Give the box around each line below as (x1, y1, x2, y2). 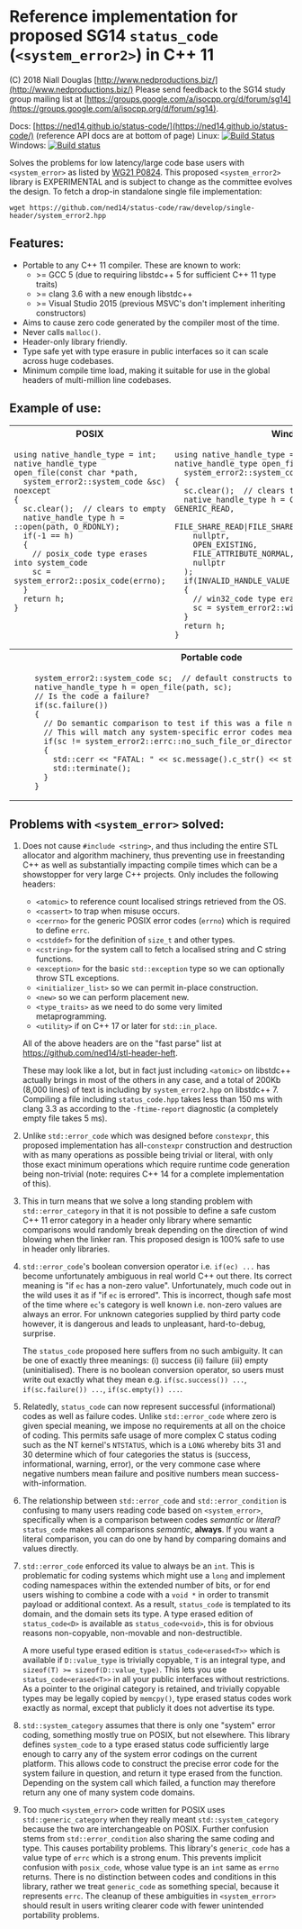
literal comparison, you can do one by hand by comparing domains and (22, 1533, 287, 1544)
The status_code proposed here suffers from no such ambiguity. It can (22, 1345, 283, 1357)
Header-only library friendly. (22, 336, 128, 347)
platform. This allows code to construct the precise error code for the (22, 1759, 280, 1770)
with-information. (22, 1478, 87, 1488)
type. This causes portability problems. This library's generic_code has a (22, 1843, 290, 1853)
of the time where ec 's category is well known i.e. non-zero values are (22, 1299, 282, 1310)
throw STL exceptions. (35, 973, 120, 984)
